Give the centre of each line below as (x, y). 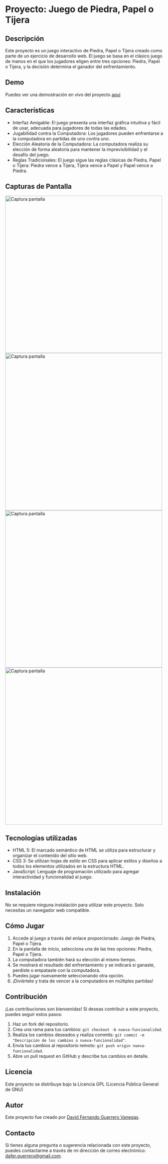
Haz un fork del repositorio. (41, 1024)
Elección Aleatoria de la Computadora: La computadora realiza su (80, 144)
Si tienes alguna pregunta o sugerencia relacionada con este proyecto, (78, 1145)
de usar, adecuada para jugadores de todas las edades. (70, 128)
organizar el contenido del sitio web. (50, 856)
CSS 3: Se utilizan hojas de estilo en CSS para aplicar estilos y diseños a (87, 861)
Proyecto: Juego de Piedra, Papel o (79, 9)
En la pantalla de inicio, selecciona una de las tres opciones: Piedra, (82, 949)
